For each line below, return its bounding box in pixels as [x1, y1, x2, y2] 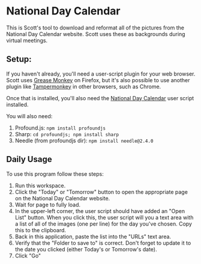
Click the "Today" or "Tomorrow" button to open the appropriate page [14, 188, 188, 196]
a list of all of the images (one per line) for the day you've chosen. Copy [14, 220, 192, 227]
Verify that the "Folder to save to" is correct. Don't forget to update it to [14, 239, 191, 247]
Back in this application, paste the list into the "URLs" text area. [14, 233, 172, 240]
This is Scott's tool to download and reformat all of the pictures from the [6, 24, 185, 31]
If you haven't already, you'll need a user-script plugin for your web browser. [6, 70, 196, 77]
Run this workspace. [14, 182, 66, 189]
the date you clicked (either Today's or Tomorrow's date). [14, 245, 157, 253]
